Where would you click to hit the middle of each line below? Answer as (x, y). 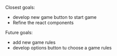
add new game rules (34, 42)
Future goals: (19, 32)
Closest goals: (20, 7)
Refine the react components (43, 23)
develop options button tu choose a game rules (62, 48)
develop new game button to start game (54, 17)
